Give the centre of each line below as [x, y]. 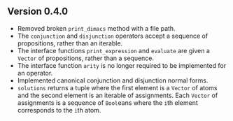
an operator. [35, 73]
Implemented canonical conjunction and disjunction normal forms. [113, 80]
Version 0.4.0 [38, 12]
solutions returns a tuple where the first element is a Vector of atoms [117, 87]
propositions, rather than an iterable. [70, 43]
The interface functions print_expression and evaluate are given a [113, 50]
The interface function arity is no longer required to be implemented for [121, 65]
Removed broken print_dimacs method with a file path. [97, 28]
